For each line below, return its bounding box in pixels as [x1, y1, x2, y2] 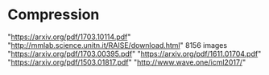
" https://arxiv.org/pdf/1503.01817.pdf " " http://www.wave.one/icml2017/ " [7, 57, 246, 67]
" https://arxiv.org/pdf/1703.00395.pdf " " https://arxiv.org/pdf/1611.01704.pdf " [7, 49, 262, 58]
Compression [7, 6, 100, 24]
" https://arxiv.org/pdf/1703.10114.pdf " [7, 32, 131, 41]
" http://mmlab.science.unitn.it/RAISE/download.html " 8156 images [7, 40, 227, 49]
